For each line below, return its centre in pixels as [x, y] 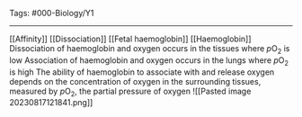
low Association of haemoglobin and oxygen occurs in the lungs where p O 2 [149, 61]
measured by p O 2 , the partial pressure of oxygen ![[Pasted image [130, 92]
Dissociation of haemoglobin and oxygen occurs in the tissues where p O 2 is [150, 49]
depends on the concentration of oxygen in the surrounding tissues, [135, 81]
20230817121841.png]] [51, 103]
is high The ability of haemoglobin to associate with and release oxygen [142, 72]
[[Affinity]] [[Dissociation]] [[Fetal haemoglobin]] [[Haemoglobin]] [130, 39]
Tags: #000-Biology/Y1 [52, 13]
